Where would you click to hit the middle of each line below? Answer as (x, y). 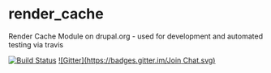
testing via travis (36, 44)
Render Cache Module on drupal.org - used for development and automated (136, 36)
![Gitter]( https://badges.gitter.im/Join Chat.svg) (137, 60)
